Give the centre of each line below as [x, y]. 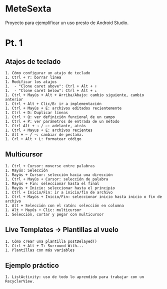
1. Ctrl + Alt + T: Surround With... [44, 246]
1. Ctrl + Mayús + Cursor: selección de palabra [57, 179]
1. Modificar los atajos [31, 82]
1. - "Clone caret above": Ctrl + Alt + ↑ [51, 86]
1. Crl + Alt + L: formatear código [43, 139]
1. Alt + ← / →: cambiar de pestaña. [44, 134]
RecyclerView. [20, 281]
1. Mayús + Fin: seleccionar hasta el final [52, 183]
